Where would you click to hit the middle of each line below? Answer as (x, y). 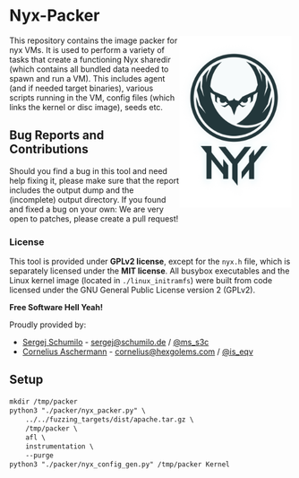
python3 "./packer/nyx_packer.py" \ (77, 410)
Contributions (49, 149)
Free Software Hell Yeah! (56, 308)
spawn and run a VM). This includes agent (87, 78)
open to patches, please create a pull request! (94, 218)
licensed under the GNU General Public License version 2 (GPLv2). (132, 290)
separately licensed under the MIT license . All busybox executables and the (149, 271)
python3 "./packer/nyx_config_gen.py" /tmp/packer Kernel (120, 464)
